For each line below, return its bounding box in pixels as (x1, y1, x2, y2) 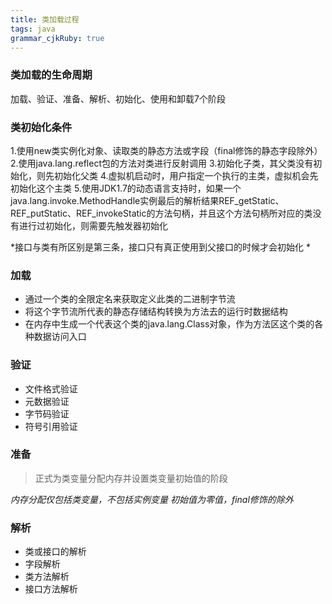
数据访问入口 (33, 331, 87, 343)
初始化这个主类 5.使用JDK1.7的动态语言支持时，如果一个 (10, 182, 242, 194)
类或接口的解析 (24, 546, 87, 558)
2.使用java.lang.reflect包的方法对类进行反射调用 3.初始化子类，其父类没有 (10, 157, 314, 169)
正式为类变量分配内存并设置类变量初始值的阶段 (34, 472, 228, 484)
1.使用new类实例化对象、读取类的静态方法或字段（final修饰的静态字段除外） (10, 144, 323, 156)
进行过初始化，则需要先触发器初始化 (18, 219, 168, 231)
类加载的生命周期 (10, 68, 93, 82)
